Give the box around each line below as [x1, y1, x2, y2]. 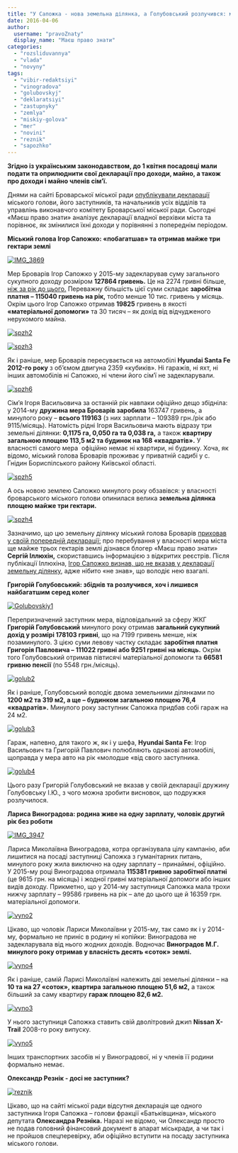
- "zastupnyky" [13, 103, 59, 110]
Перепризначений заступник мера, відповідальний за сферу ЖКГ [7, 615, 207, 624]
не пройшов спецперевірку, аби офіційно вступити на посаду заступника [7, 1132, 229, 1140]
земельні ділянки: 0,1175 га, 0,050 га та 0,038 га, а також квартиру [7, 429, 212, 437]
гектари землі [7, 242, 51, 250]
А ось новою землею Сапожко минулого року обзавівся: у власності [7, 487, 217, 495]
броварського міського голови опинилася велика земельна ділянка [7, 494, 216, 502]
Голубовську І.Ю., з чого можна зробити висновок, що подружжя [7, 788, 206, 797]
